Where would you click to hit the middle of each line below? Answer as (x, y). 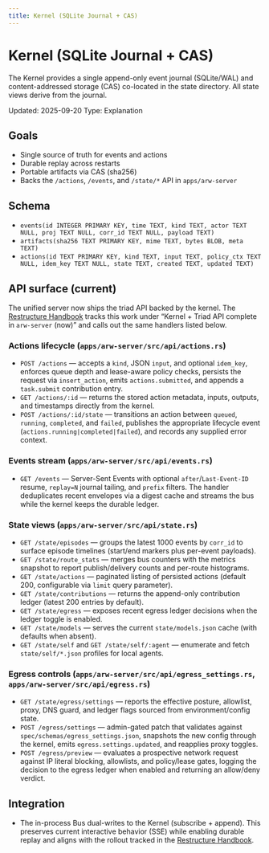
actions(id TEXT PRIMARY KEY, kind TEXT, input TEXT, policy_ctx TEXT (141, 257)
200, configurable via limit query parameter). (96, 585)
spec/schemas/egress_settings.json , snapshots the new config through (138, 736)
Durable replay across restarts (70, 163)
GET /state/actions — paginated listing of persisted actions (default (133, 576)
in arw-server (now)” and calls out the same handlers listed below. (118, 325)
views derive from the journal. (58, 95)
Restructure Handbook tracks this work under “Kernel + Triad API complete (132, 316)
